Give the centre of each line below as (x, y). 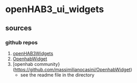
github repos (21, 43)
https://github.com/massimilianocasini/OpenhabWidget (73, 69)
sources (19, 28)
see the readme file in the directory (57, 75)
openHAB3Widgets (33, 53)
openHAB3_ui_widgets (55, 9)
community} (47, 64)
